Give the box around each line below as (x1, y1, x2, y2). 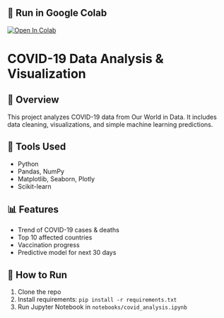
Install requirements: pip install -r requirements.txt (17, 295, 177, 304)
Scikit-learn (17, 182, 52, 191)
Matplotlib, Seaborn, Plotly (17, 174, 95, 183)
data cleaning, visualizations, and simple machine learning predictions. (7, 120, 213, 128)
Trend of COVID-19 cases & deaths (17, 226, 120, 234)
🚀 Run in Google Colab (7, 7, 107, 19)
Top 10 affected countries (17, 233, 93, 242)
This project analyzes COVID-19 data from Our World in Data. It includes (7, 113, 217, 121)
